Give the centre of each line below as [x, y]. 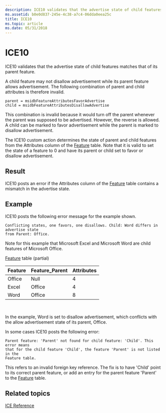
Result [15, 172]
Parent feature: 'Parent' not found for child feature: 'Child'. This [79, 341]
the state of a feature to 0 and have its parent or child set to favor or [74, 151]
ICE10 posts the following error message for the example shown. [71, 216]
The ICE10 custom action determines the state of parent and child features [81, 140]
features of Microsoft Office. [34, 248]
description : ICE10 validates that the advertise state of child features [84, 10]
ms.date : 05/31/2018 [26, 28]
